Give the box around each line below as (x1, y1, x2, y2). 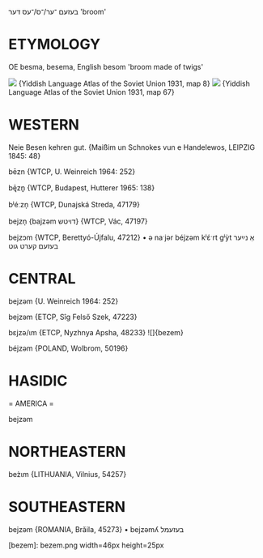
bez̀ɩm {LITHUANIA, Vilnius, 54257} (8, 469, 127, 479)
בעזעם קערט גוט (8, 241, 59, 250)
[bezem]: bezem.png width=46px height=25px (8, 540, 164, 550)
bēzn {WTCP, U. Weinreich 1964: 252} (8, 166, 136, 177)
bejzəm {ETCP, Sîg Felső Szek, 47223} (8, 312, 138, 322)
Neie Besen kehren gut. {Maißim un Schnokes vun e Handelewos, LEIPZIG (8, 142, 256, 152)
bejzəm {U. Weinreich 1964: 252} (8, 296, 119, 306)
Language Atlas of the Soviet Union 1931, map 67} (8, 87, 176, 96)
